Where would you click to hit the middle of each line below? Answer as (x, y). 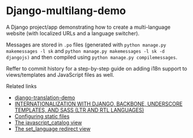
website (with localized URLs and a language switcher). (73, 33)
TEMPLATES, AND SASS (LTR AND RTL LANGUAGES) (79, 110)
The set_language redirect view (52, 129)
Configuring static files (42, 116)
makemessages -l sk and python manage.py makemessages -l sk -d (85, 51)
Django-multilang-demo (66, 11)
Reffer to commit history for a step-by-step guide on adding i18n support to (97, 68)
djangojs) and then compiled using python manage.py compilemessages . (92, 57)
